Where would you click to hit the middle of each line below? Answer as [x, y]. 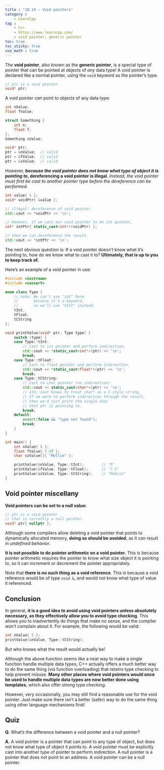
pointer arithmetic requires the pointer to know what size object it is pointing [82, 558]
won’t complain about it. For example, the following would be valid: [72, 626]
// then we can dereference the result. [47, 236]
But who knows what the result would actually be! [55, 649]
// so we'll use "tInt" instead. [55, 306]
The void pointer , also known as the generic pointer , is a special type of [78, 65]
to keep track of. [22, 260]
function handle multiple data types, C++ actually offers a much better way [81, 664]
